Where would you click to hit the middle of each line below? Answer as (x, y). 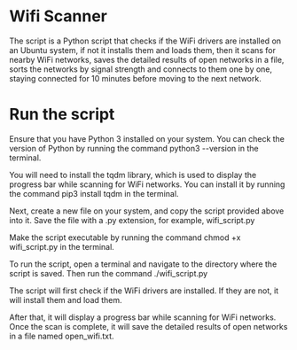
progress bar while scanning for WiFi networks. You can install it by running (147, 184)
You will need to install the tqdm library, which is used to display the (133, 175)
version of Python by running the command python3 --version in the (134, 148)
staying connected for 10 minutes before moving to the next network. (135, 78)
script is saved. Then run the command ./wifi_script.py (109, 273)
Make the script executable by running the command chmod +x (125, 237)
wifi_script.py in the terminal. (62, 246)
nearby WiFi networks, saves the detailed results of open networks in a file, (147, 59)
